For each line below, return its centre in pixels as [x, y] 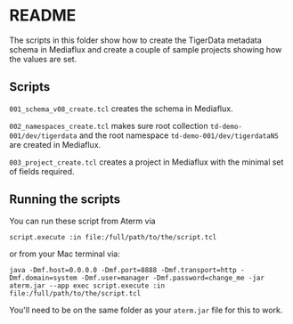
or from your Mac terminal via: [65, 254]
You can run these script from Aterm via [82, 221]
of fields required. [42, 171]
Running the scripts [65, 200]
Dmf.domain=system [43, 278]
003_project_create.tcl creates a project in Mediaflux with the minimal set [146, 162]
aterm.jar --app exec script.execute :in [87, 286]
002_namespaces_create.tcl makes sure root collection [109, 126]
